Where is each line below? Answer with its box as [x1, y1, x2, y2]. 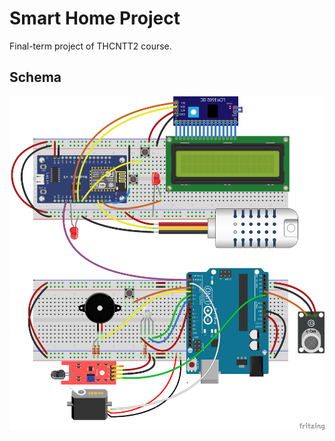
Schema [9, 69, 62, 86]
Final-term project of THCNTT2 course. [9, 40, 172, 52]
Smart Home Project [9, 7, 181, 30]
